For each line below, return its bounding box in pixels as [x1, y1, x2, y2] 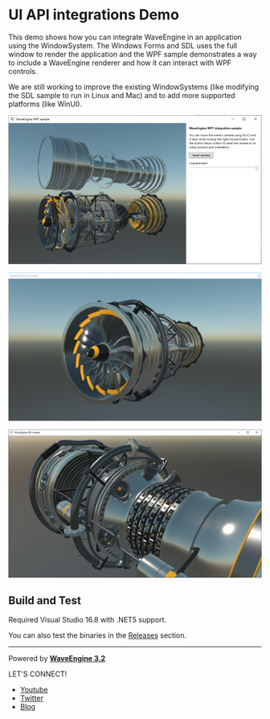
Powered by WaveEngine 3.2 [8, 654, 106, 664]
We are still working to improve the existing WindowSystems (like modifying [8, 82, 260, 92]
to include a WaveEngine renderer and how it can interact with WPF [8, 58, 231, 68]
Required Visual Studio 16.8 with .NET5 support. [8, 615, 167, 625]
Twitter [19, 693, 44, 703]
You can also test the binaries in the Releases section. [8, 631, 187, 640]
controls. [8, 66, 38, 76]
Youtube [19, 685, 48, 695]
